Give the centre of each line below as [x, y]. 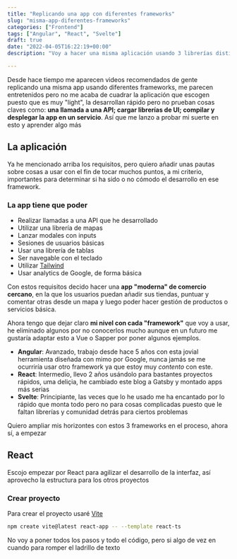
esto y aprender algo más [44, 125]
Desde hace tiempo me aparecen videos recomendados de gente [103, 79]
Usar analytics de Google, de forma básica [80, 272]
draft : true [25, 40]
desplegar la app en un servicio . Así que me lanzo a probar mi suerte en [113, 117]
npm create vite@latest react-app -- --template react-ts [94, 527]
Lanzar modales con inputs [57, 235]
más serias [33, 389]
